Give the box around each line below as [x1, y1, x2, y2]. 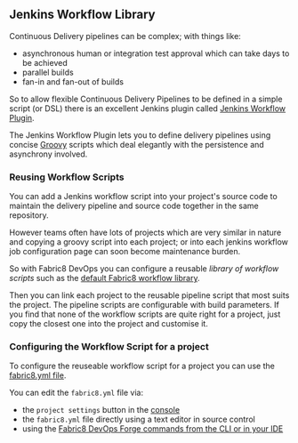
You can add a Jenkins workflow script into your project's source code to [9, 191, 278, 202]
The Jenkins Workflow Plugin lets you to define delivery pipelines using [9, 129, 271, 141]
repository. [9, 210, 49, 221]
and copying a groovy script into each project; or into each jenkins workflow [9, 237, 289, 247]
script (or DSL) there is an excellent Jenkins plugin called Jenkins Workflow [9, 102, 286, 114]
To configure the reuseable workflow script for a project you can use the [9, 360, 276, 372]
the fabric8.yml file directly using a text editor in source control [21, 414, 255, 425]
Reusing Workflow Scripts [9, 171, 125, 183]
